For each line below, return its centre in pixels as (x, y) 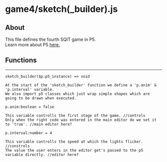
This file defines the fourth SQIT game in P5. (50, 39)
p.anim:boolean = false (30, 107)
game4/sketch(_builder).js (61, 9)
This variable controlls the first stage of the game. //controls (75, 115)
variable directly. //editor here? (42, 155)
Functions (21, 60)
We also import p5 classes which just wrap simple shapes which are (78, 94)
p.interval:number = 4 (29, 133)
